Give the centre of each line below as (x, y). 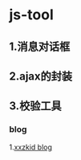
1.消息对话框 (40, 46)
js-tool (32, 15)
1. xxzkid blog (31, 147)
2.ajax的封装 (41, 76)
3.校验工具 (36, 106)
